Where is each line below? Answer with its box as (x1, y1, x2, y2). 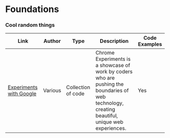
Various (42, 87, 62, 94)
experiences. (95, 125, 126, 132)
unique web (95, 118, 124, 125)
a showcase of (95, 62, 131, 69)
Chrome (95, 49, 115, 56)
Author (44, 38, 61, 45)
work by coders (95, 68, 133, 75)
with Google (8, 90, 37, 97)
